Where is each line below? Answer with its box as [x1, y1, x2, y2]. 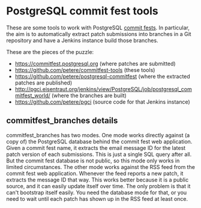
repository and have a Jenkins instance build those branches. [6, 37, 158, 44]
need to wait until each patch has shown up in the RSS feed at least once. [6, 195, 188, 202]
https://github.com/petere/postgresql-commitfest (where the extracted [14, 73, 190, 80]
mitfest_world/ [14, 92, 51, 99]
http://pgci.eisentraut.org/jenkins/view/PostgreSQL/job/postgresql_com [14, 85, 192, 92]
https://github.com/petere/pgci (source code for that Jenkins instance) [14, 98, 190, 105]
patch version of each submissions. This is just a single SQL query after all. [6, 150, 192, 158]
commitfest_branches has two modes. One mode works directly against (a [6, 131, 190, 138]
